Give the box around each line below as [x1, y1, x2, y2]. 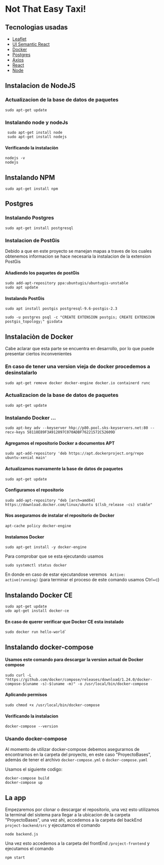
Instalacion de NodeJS [5, 82, 76, 90]
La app [5, 793, 26, 802]
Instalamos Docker [5, 534, 45, 539]
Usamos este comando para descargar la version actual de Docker [5, 656, 144, 662]
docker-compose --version [5, 724, 58, 729]
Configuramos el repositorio [5, 487, 64, 493]
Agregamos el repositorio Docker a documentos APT [5, 440, 115, 446]
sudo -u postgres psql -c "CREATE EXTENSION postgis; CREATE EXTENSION [5, 315, 155, 320]
